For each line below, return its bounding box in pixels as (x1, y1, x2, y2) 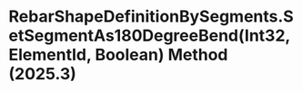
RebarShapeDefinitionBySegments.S (8, 6, 295, 27)
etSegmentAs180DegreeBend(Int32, (8, 25, 290, 46)
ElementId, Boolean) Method (8, 45, 228, 65)
